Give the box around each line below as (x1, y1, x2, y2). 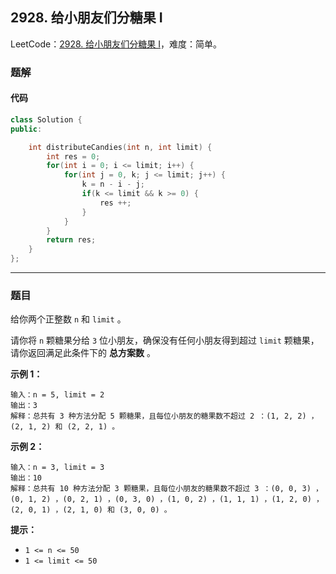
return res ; (46, 235, 97, 245)
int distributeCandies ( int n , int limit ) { (28, 142, 213, 152)
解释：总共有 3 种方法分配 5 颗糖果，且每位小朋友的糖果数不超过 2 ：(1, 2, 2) (10, 411, 307, 422)
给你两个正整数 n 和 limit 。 (10, 313, 127, 325)
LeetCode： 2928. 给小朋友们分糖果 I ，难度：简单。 (10, 38, 222, 50)
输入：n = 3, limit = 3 (10, 463, 105, 473)
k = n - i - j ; (81, 179, 145, 190)
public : (10, 124, 43, 134)
